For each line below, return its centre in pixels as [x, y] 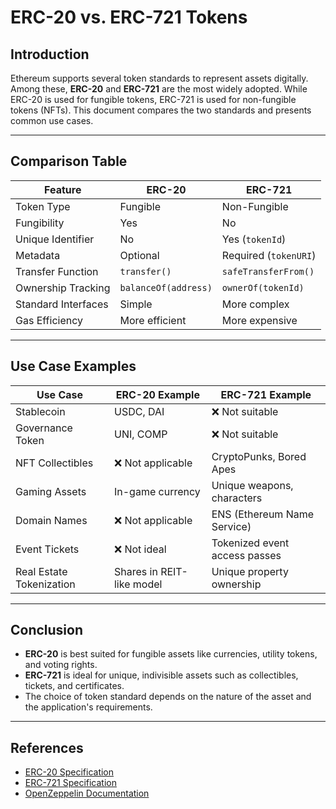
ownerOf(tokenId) [263, 287]
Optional [139, 255]
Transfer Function [57, 271]
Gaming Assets [51, 491]
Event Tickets [47, 549]
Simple [136, 304]
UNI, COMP [140, 434]
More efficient [153, 320]
